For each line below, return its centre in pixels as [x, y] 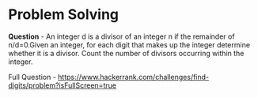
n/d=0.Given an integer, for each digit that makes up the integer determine [129, 44]
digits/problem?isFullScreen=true [63, 85]
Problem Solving [64, 15]
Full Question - [32, 77]
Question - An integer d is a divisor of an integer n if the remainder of [121, 36]
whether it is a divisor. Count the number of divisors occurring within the [126, 53]
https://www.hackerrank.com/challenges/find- [134, 77]
